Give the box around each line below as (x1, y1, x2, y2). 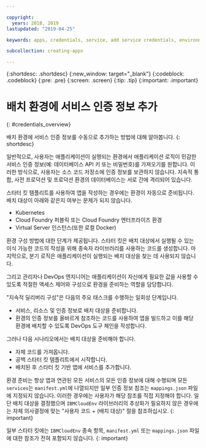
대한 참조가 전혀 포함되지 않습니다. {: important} (12, 434, 129, 442)
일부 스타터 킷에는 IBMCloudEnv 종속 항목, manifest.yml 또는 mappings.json (6, 427, 188, 434)
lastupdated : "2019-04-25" (6, 26, 75, 32)
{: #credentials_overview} (6, 121, 71, 128)
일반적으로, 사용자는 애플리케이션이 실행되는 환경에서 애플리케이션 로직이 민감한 (6, 153, 197, 160)
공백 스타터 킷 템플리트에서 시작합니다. (15, 356, 107, 363)
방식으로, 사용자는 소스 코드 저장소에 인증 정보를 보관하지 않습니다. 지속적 (17, 168, 193, 176)
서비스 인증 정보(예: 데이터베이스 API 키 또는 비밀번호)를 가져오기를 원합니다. (6, 161, 189, 168)
